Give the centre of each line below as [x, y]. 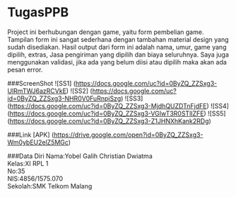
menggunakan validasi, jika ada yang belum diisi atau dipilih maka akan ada [117, 62]
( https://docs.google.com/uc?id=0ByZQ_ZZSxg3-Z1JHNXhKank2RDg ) [110, 120]
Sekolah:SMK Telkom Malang [50, 186]
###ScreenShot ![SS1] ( [42, 83]
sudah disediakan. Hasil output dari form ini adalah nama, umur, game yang [117, 47]
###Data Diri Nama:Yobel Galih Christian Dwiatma [80, 156]
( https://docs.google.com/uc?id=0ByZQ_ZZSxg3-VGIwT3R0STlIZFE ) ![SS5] [117, 113]
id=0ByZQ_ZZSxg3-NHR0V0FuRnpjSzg [64, 98]
